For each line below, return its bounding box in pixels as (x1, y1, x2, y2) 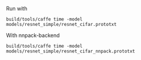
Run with (6, 5, 28, 12)
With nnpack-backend (6, 32, 60, 39)
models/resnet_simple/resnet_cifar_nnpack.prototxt (6, 48, 135, 54)
